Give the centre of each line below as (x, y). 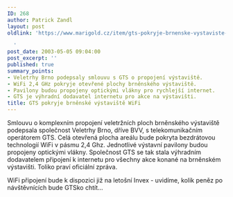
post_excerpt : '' (32, 58)
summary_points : (31, 71)
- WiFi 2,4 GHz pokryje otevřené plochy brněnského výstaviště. (102, 84)
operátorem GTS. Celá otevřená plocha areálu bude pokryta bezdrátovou (111, 138)
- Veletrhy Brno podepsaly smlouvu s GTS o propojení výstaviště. (105, 77)
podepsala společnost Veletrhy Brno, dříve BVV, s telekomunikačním (105, 130)
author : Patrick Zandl (40, 20)
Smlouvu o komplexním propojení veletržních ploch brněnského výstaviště (113, 123)
